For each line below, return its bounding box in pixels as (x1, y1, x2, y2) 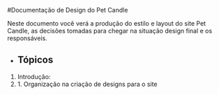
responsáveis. (7, 34, 47, 42)
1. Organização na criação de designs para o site (17, 80, 158, 88)
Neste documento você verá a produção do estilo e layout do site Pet (7, 19, 206, 27)
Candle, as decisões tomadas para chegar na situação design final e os (7, 27, 213, 35)
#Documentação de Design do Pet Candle (7, 6, 128, 14)
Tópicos (17, 54, 54, 66)
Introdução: (17, 72, 51, 80)
